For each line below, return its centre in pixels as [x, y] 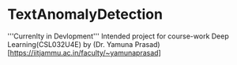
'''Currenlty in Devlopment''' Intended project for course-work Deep [118, 36]
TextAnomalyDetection [85, 14]
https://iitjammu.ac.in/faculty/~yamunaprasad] [85, 52]
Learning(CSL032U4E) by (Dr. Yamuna [70, 44]
